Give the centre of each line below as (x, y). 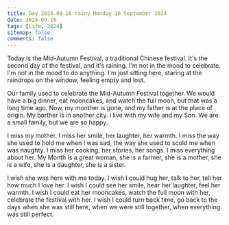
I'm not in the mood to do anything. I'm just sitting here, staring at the (105, 73)
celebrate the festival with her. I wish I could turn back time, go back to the (112, 200)
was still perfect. (31, 214)
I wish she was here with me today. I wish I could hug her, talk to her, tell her (114, 178)
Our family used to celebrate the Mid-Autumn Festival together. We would (111, 94)
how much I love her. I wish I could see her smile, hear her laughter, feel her (114, 185)
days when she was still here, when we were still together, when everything (114, 207)
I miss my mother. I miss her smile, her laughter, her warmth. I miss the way (113, 136)
